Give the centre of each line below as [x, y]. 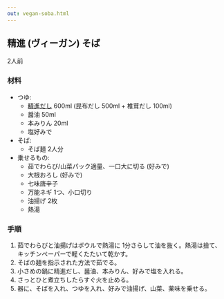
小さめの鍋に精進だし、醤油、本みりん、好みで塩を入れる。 [102, 271]
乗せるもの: [33, 157]
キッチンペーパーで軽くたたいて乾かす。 [74, 254]
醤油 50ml [42, 114]
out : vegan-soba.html [38, 13]
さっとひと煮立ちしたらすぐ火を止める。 [75, 280]
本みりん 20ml [48, 123]
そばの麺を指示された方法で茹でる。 [69, 262]
